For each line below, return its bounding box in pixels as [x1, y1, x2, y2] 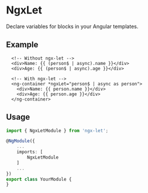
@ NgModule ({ [6, 138, 35, 144]
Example [6, 40, 39, 50]
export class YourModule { [6, 176, 72, 182]
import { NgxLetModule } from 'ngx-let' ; [6, 127, 109, 133]
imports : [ [16, 149, 43, 155]
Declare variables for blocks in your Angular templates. [6, 23, 139, 30]
